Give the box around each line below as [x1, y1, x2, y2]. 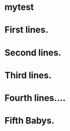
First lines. [4, 24, 48, 36]
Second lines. [4, 47, 62, 58]
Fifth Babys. [4, 115, 55, 127]
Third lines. [4, 69, 52, 81]
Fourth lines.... [4, 92, 66, 103]
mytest [4, 1, 34, 13]
